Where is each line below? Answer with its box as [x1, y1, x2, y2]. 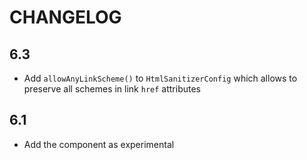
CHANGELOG [9, 6, 122, 29]
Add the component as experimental [23, 138, 175, 150]
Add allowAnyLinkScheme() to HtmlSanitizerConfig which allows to [23, 72, 298, 84]
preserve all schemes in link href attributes [23, 83, 201, 95]
